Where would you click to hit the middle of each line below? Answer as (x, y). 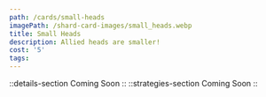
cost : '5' (27, 50)
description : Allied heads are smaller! (85, 42)
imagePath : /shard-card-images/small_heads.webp (101, 26)
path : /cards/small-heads (57, 17)
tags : (19, 58)
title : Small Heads (45, 34)
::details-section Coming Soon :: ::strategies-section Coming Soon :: (134, 83)
